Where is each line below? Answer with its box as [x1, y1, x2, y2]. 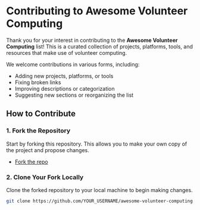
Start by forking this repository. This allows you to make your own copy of [6, 140, 187, 147]
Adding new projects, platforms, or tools [14, 72, 114, 79]
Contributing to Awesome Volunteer [6, 4, 188, 18]
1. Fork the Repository [6, 126, 71, 135]
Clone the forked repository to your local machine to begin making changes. [6, 186, 193, 193]
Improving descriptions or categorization [14, 85, 115, 92]
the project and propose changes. [6, 146, 89, 153]
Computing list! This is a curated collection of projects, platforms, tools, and [6, 43, 193, 50]
